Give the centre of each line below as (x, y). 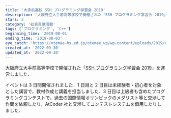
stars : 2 (15, 19)
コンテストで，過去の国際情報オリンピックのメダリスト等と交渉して (94, 98)
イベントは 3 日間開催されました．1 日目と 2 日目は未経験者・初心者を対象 (83, 85)
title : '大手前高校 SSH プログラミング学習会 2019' (55, 10)
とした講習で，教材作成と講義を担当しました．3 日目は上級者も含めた (79, 91)
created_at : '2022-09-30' (33, 48)
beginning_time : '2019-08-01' (37, 34)
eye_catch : (17, 43)
